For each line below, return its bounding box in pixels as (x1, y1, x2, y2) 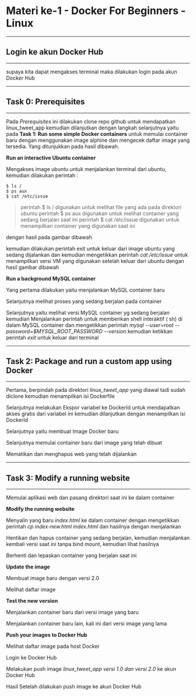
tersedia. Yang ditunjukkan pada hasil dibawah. (6, 142, 120, 150)
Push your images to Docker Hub (6, 632, 87, 639)
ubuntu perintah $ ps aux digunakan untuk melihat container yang (20, 210, 179, 217)
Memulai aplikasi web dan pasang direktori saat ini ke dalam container (6, 494, 175, 501)
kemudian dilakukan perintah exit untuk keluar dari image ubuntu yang (6, 245, 175, 252)
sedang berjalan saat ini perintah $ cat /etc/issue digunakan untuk (20, 216, 180, 223)
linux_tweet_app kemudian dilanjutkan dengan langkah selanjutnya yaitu (6, 124, 179, 131)
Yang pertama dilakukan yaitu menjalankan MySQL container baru (6, 286, 165, 294)
